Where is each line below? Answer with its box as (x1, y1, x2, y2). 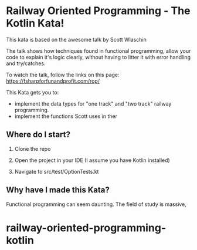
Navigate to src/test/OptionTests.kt (14, 168, 99, 175)
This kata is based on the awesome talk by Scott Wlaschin (6, 36, 147, 43)
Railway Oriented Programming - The (6, 4, 191, 18)
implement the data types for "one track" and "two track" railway (14, 100, 172, 107)
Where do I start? (6, 130, 71, 140)
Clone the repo (14, 145, 51, 152)
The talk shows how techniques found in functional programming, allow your (6, 47, 191, 54)
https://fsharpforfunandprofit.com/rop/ (6, 77, 100, 85)
